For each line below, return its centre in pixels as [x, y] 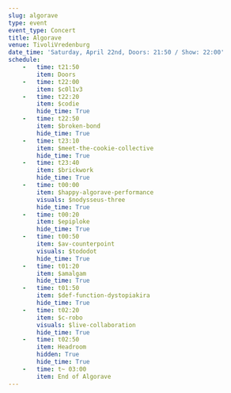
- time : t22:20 [51, 97]
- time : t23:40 [51, 163]
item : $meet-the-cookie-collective [95, 148]
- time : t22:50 [51, 119]
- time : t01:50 [51, 288]
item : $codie [58, 104]
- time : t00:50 [51, 237]
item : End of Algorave [74, 376]
